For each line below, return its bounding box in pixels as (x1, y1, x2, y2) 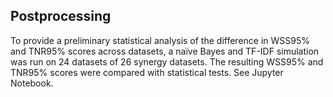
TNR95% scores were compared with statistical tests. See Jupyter (10, 66, 284, 78)
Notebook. (10, 77, 54, 89)
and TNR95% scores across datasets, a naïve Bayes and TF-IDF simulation (10, 45, 320, 57)
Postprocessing (10, 8, 112, 25)
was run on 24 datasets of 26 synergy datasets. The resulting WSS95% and (10, 55, 324, 68)
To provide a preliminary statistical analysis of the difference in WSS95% (10, 34, 311, 46)
